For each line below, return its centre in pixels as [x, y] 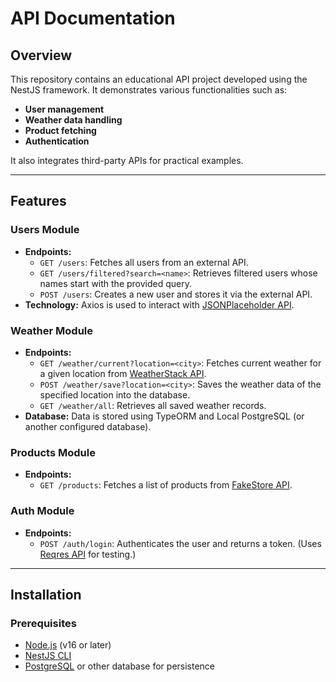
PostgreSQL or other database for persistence [120, 666]
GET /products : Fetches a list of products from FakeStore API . [166, 485]
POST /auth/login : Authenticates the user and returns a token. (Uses [180, 543]
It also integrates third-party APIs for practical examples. [127, 160]
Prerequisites [43, 623]
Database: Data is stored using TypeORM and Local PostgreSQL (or [164, 416]
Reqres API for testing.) [88, 554]
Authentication [57, 141]
